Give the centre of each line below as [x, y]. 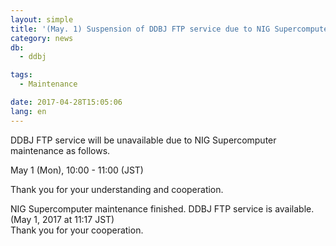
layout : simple [42, 19]
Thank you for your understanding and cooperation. [117, 189]
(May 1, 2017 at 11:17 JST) [62, 219]
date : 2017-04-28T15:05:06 [66, 102]
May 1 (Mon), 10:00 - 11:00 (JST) [77, 170]
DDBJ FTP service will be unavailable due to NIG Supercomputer [143, 140]
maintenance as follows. [60, 150]
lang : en [28, 111]
